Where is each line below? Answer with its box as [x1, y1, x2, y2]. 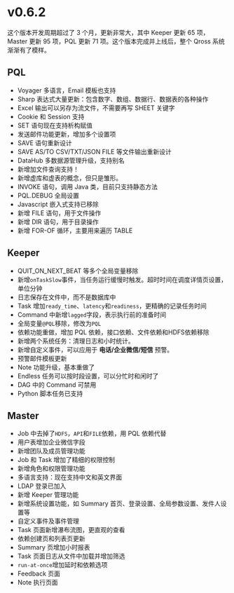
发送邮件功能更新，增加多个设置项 [17, 130, 116, 138]
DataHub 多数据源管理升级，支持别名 [17, 156, 125, 165]
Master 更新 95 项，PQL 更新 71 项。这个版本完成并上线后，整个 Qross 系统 [7, 36, 226, 46]
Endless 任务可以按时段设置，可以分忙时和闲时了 [17, 372, 159, 380]
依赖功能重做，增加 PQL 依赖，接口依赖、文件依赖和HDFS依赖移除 [17, 327, 209, 336]
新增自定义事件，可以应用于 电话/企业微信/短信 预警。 [17, 345, 174, 354]
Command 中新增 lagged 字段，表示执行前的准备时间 [17, 310, 167, 319]
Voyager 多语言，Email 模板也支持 [17, 86, 116, 95]
